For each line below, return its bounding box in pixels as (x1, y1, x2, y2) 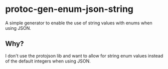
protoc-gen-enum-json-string (5, 3, 134, 15)
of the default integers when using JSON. (5, 58, 91, 64)
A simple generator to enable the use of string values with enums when (5, 20, 152, 26)
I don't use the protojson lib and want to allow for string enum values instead (5, 53, 163, 59)
